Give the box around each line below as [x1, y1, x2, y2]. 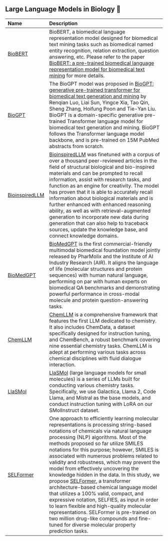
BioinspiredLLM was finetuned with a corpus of [49, 151, 160, 158]
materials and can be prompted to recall [49, 170, 143, 177]
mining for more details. [49, 72, 105, 79]
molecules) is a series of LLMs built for [49, 375, 140, 382]
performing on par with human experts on [49, 278, 147, 285]
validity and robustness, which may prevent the [49, 458, 160, 465]
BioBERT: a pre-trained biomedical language [49, 60, 154, 67]
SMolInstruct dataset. [49, 406, 99, 413]
